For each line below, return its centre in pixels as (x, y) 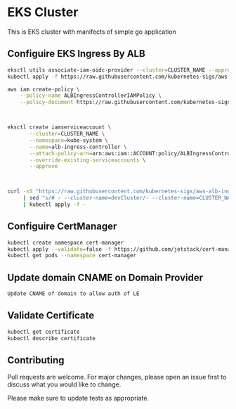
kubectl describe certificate (52, 338)
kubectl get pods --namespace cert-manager (72, 256)
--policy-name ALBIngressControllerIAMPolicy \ (91, 96)
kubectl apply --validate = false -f (59, 249)
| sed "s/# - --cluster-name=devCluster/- (86, 198)
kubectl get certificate (44, 332)
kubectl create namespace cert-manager (66, 242)
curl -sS (20, 191)
